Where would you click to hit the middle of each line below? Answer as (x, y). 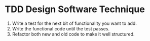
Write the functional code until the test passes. (61, 28)
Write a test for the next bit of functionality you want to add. (74, 23)
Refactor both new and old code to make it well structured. (73, 34)
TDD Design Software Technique (75, 9)
